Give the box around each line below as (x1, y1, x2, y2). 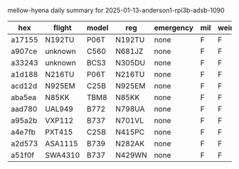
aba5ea (11, 92, 37, 102)
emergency (154, 23, 194, 33)
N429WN (115, 151, 147, 160)
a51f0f (11, 151, 34, 160)
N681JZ (115, 46, 144, 56)
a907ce (11, 46, 38, 56)
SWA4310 (45, 151, 80, 160)
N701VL (115, 116, 144, 125)
